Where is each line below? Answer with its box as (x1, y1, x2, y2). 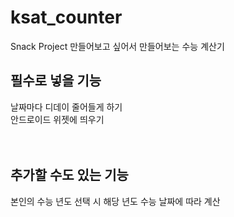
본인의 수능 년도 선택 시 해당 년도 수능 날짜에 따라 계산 (10, 195, 221, 207)
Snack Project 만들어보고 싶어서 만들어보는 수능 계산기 (10, 40, 225, 52)
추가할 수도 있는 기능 (10, 167, 129, 184)
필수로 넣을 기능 (10, 72, 102, 90)
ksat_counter (10, 6, 123, 29)
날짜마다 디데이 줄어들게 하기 (10, 101, 123, 113)
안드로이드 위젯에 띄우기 (10, 113, 105, 125)
